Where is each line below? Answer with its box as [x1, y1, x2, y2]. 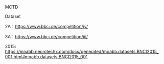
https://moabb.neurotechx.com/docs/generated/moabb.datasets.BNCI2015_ [5, 48, 159, 54]
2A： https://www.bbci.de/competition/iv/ [5, 24, 88, 29]
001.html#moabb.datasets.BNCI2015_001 [5, 54, 88, 60]
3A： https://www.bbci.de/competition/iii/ [5, 34, 88, 39]
